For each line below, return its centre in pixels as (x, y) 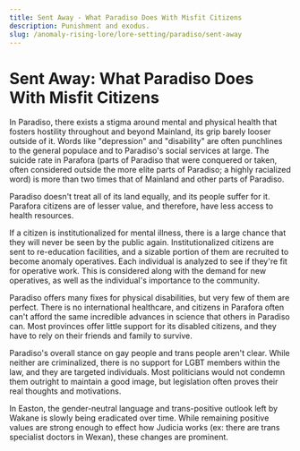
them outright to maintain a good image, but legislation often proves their (144, 382)
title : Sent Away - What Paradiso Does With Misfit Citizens (126, 17)
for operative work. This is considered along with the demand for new (138, 271)
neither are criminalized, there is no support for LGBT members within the (145, 362)
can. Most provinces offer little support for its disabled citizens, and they (143, 327)
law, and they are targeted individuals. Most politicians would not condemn (147, 372)
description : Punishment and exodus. (80, 26)
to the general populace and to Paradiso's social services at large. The (139, 151)
